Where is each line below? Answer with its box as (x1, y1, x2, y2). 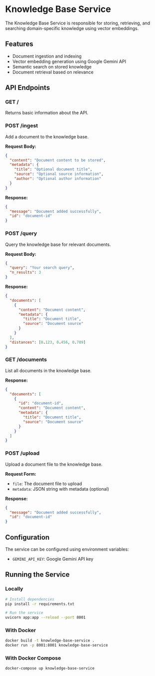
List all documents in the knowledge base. (5, 367, 92, 373)
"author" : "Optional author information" (14, 176, 101, 181)
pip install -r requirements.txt (5, 601, 75, 607)
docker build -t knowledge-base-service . (5, 638, 95, 643)
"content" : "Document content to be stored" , (9, 157, 106, 163)
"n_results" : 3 (9, 270, 41, 275)
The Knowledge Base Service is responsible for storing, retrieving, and (5, 20, 151, 26)
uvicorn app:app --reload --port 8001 (5, 615, 86, 620)
